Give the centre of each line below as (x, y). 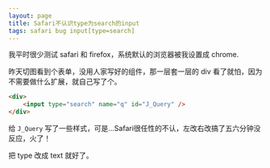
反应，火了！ (29, 138)
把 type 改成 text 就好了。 (51, 155)
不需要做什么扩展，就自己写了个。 (65, 82)
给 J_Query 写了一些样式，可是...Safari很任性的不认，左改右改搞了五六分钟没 (135, 128)
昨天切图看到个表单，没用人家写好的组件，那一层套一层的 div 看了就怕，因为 (135, 72)
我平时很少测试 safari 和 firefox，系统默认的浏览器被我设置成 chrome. (124, 55)
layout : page (30, 16)
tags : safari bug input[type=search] (72, 31)
